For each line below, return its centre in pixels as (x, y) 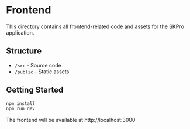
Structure (24, 51)
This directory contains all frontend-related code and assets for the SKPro (95, 26)
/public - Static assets (42, 72)
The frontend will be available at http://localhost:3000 (71, 120)
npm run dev (20, 109)
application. (20, 32)
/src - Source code (38, 65)
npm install (20, 103)
